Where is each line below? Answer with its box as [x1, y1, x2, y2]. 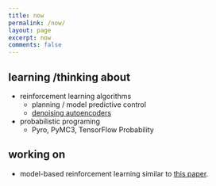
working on [8, 148, 66, 161]
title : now [8, 11, 44, 20]
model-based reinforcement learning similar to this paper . [19, 169, 209, 178]
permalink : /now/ [8, 19, 66, 27]
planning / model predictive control [31, 100, 147, 109]
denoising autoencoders [31, 108, 112, 117]
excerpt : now [8, 33, 52, 42]
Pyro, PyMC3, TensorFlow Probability [31, 124, 155, 135]
